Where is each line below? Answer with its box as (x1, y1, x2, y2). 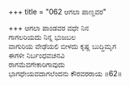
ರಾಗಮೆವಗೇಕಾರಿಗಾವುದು (8, 60, 66, 69)
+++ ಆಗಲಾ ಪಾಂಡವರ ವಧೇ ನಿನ (8, 24, 89, 32)
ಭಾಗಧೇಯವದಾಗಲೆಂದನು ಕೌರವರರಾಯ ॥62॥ (8, 69, 123, 78)
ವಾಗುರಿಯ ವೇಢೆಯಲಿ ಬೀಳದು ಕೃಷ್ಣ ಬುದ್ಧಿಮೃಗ (8, 41, 117, 51)
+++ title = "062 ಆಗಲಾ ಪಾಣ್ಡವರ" (8, 7, 107, 16)
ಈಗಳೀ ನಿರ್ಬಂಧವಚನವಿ (8, 50, 65, 60)
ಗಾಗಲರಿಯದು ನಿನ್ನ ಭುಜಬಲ (8, 32, 76, 41)
